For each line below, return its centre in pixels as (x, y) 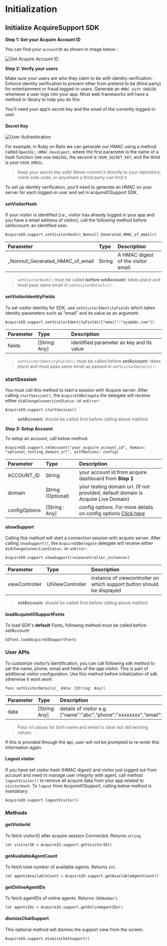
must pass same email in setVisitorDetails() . (65, 285)
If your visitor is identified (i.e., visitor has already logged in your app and (80, 215)
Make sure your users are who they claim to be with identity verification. (79, 78)
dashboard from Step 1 (107, 478)
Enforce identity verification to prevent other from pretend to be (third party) (83, 84)
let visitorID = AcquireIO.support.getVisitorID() (59, 845)
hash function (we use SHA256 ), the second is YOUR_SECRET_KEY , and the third (83, 157)
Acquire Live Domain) (104, 499)
